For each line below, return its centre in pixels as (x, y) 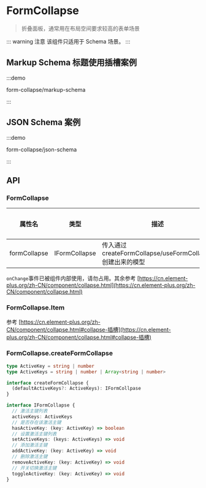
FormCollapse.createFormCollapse (60, 353)
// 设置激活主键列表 (34, 434)
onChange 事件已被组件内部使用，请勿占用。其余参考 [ (73, 278)
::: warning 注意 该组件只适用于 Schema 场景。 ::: (68, 41)
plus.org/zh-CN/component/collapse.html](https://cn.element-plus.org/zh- (101, 285)
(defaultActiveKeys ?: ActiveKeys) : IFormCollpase (76, 389)
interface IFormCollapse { (41, 405)
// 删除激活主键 (30, 457)
